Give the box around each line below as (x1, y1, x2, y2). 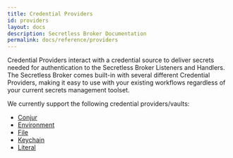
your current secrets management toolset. (7, 86, 130, 95)
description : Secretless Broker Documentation (7, 30, 147, 37)
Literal (17, 143, 37, 152)
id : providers (7, 17, 49, 24)
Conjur (17, 114, 37, 122)
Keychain (17, 135, 44, 145)
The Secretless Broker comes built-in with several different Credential (7, 71, 210, 80)
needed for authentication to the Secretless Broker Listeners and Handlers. (7, 63, 225, 72)
